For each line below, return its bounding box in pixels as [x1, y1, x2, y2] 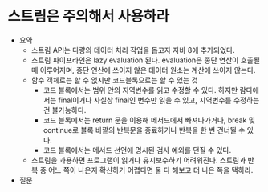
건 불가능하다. [43, 105, 87, 114]
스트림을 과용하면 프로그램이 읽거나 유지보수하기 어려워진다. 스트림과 [30, 155, 246, 165]
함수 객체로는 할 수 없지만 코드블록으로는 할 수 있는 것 [30, 75, 198, 85]
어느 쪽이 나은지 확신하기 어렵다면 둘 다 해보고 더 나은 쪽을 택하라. [48, 165, 254, 174]
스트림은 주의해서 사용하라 [7, 7, 170, 26]
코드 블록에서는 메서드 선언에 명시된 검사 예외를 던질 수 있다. [43, 145, 232, 154]
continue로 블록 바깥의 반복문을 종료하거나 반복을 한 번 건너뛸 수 [43, 125, 246, 134]
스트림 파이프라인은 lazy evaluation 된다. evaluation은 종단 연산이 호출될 [30, 55, 261, 65]
